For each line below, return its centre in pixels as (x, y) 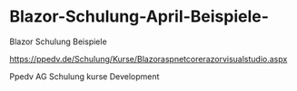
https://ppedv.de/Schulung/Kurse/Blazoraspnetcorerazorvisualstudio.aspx (148, 59)
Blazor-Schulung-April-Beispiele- (139, 17)
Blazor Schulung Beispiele (58, 41)
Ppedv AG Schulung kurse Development (84, 76)
